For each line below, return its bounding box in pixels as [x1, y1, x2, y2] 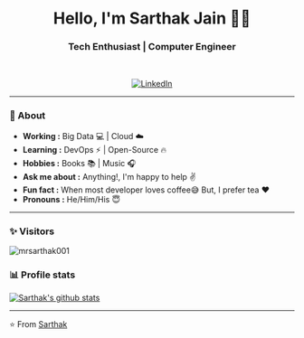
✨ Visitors [9, 225, 55, 238]
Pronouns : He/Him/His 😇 [22, 193, 120, 204]
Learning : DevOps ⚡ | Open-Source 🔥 [22, 144, 167, 155]
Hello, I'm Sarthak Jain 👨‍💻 [52, 8, 252, 29]
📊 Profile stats [9, 268, 76, 281]
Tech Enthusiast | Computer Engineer [67, 41, 237, 53]
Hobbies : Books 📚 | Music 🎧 [22, 157, 137, 168]
